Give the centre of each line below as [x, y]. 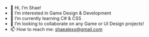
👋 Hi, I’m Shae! [26, 8]
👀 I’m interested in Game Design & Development [61, 13]
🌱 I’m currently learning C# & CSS [46, 18]
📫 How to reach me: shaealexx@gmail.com [56, 29]
